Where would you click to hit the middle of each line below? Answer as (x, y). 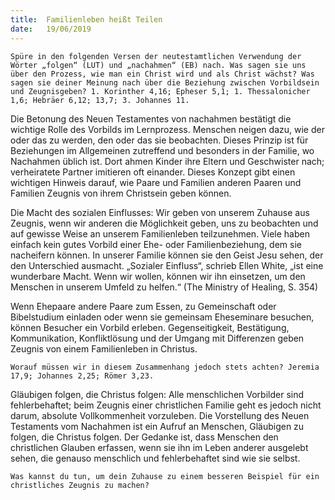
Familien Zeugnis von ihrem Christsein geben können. (121, 193)
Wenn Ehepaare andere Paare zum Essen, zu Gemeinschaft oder (143, 306)
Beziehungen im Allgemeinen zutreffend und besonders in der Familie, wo (162, 150)
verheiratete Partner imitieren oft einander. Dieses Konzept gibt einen (153, 172)
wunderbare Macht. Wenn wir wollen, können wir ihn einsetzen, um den (158, 276)
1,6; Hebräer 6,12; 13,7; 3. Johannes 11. (100, 100)
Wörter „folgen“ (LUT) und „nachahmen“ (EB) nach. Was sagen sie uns (158, 65)
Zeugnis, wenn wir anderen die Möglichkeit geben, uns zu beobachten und (164, 223)
